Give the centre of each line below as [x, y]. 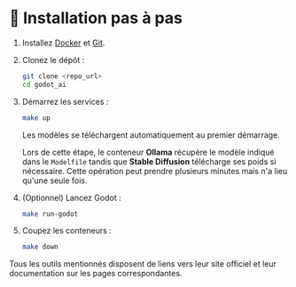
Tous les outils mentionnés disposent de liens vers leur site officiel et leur [143, 264]
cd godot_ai [44, 84]
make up [36, 118]
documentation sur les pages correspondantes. [96, 274]
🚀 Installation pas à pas [96, 18]
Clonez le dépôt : [53, 60]
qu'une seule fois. [55, 180]
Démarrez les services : [65, 101]
